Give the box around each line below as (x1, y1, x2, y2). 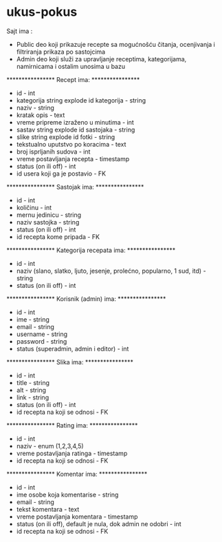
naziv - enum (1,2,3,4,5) (16, 441, 84, 450)
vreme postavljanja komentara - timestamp (16, 512, 138, 521)
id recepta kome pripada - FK (16, 232, 100, 241)
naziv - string (16, 103, 54, 112)
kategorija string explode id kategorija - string (16, 96, 146, 104)
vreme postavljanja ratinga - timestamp (16, 449, 128, 457)
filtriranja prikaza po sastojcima (16, 48, 106, 56)
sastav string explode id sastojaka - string (16, 125, 135, 134)
